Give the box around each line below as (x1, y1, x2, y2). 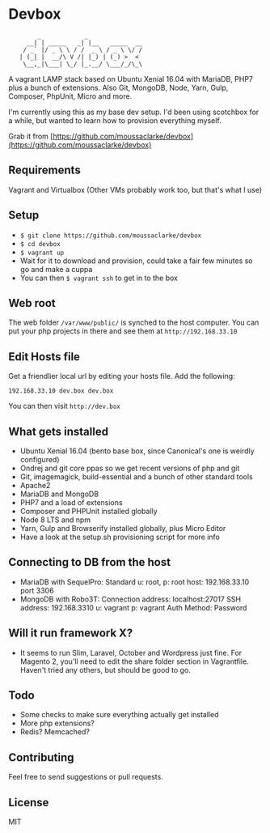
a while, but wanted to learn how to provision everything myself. (8, 115, 222, 125)
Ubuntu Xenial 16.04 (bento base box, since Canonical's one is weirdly (19, 446, 255, 456)
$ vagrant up (19, 249, 65, 257)
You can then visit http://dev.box (8, 402, 121, 411)
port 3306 (19, 585, 54, 595)
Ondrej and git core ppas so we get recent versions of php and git (19, 463, 240, 473)
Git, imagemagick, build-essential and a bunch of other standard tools (19, 472, 253, 482)
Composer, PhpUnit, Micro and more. (8, 91, 133, 101)
